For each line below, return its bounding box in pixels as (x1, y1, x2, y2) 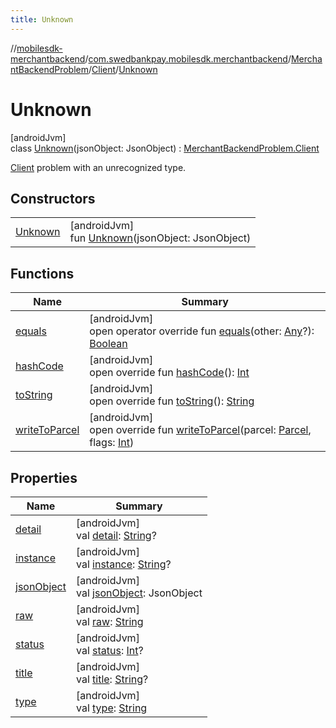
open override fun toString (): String (89, 394, 255, 408)
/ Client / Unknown (88, 63, 158, 75)
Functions (10, 265, 75, 282)
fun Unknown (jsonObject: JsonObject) (69, 231, 252, 245)
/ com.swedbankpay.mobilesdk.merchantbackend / (84, 52, 292, 65)
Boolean (89, 337, 128, 351)
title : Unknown (10, 14, 74, 25)
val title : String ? (75, 672, 149, 686)
